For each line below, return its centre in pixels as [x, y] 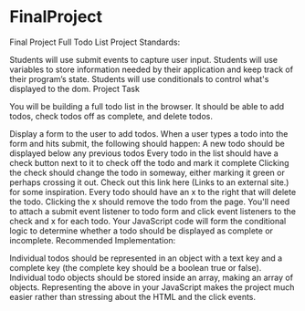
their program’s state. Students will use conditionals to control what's [139, 78]
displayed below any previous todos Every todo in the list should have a [144, 153]
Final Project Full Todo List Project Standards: [95, 42]
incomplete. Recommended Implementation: [93, 240]
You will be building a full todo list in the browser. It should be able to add [147, 106]
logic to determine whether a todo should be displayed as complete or [142, 231]
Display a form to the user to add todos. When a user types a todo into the [149, 133]
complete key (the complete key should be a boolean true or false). [136, 267]
